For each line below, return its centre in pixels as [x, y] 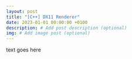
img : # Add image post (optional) [48, 33]
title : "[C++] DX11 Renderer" [43, 17]
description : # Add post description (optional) [67, 28]
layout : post [22, 11]
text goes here [23, 50]
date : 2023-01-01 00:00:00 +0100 [47, 22]
